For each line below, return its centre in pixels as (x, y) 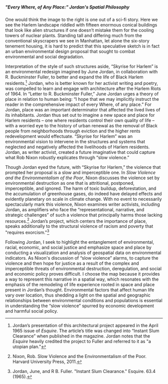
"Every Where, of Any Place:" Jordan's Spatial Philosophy (67, 7)
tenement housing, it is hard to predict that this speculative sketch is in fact (82, 46)
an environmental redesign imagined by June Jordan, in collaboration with (81, 71)
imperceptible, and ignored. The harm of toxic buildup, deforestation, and (81, 188)
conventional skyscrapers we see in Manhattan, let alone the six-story (77, 40)
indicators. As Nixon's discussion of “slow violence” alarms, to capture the (82, 258)
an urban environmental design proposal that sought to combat (70, 51)
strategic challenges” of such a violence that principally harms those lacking (84, 215)
